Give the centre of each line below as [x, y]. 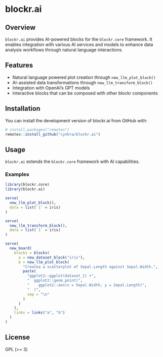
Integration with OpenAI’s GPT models [51, 88]
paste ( [30, 271]
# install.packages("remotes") [37, 130]
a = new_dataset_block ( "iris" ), [51, 257]
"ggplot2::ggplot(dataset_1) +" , [61, 276]
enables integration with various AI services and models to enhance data [79, 45]
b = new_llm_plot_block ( [44, 262]
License [18, 337]
